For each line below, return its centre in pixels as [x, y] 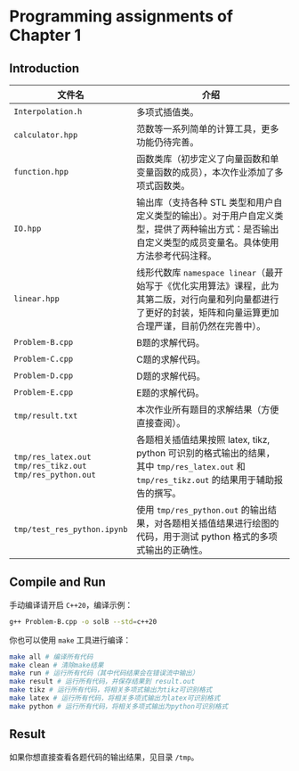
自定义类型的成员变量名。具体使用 [208, 242]
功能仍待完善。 [168, 142]
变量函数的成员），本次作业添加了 [206, 172]
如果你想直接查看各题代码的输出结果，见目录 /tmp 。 [104, 757]
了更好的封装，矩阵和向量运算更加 [208, 312]
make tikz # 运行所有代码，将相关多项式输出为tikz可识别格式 [111, 690]
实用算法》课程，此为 [234, 286]
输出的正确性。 [177, 550]
